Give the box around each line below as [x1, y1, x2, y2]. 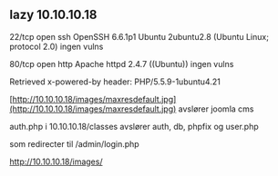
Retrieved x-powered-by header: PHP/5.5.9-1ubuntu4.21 [9, 76, 221, 87]
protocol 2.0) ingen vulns [9, 41, 104, 52]
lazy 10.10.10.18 [9, 7, 98, 23]
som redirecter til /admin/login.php [9, 138, 139, 149]
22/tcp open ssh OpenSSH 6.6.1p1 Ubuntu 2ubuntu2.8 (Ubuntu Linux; [9, 31, 269, 42]
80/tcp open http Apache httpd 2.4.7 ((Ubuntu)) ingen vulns [9, 58, 234, 69]
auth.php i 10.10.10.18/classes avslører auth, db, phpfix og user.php [9, 121, 259, 132]
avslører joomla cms [178, 103, 254, 114]
